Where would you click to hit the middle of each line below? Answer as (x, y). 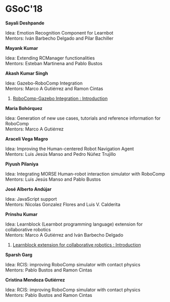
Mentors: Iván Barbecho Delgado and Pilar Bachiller (59, 38)
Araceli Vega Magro (27, 139)
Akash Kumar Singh (27, 73)
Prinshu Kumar (21, 214)
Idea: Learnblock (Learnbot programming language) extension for (74, 224)
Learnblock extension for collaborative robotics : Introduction (77, 244)
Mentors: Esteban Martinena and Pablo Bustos (54, 63)
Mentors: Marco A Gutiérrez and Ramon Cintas (54, 88)
